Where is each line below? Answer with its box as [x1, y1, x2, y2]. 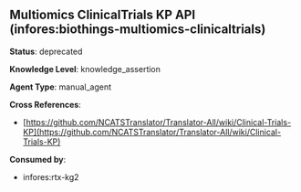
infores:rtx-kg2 [22, 171, 79, 182]
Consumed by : [9, 154, 67, 165]
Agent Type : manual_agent [9, 81, 112, 92]
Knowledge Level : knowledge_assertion [9, 63, 161, 74]
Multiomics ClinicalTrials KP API [9, 7, 196, 23]
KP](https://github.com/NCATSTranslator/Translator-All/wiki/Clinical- [22, 126, 281, 137]
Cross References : [9, 99, 82, 110]
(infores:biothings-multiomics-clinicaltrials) [9, 22, 266, 37]
